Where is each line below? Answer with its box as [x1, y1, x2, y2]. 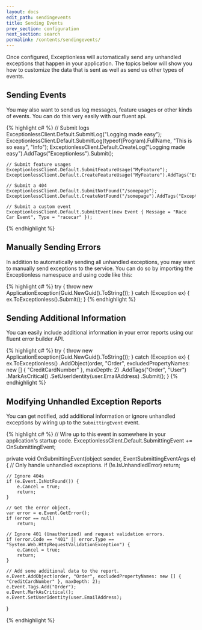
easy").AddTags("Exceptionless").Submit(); [6, 150, 114, 157]
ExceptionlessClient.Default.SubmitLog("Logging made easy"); [6, 130, 162, 137]
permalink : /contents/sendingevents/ [6, 37, 101, 43]
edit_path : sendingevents [6, 14, 71, 20]
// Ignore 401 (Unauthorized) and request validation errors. [6, 531, 165, 537]
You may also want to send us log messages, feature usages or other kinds [6, 106, 192, 113]
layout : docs [6, 8, 39, 15]
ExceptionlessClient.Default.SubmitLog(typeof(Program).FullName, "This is [6, 137, 192, 144]
